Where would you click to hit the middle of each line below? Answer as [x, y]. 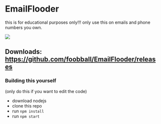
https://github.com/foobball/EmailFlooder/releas [80, 59]
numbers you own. [24, 27]
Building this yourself [31, 81]
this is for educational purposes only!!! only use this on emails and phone [78, 22]
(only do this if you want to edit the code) [46, 91]
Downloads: [23, 52]
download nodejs [29, 101]
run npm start [26, 116]
